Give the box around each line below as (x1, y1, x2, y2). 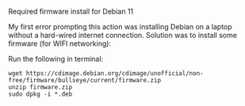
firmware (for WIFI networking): (8, 39, 112, 48)
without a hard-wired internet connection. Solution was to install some (8, 31, 238, 40)
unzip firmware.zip (8, 83, 73, 91)
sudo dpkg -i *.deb (8, 90, 73, 98)
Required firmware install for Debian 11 (8, 7, 134, 16)
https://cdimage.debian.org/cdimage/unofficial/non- (25, 70, 204, 78)
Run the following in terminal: (8, 55, 104, 63)
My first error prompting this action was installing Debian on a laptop (8, 22, 232, 31)
